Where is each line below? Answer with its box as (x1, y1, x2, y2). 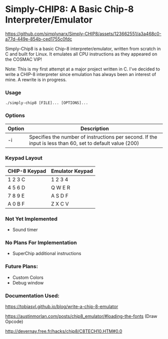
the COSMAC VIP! (5, 56, 42, 62)
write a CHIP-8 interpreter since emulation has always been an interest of (5, 71, 156, 77)
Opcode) (5, 318, 23, 324)
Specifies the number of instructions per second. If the (29, 133, 157, 140)
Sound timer (12, 226, 38, 233)
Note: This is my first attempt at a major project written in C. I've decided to (5, 66, 160, 72)
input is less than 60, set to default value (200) (29, 139, 139, 146)
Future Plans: (5, 263, 38, 270)
